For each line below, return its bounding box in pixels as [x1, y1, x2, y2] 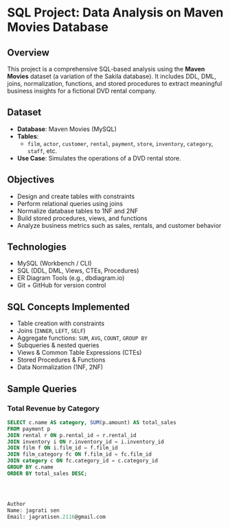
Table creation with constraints [16, 319, 105, 327]
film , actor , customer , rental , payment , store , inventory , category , [27, 139, 214, 148]
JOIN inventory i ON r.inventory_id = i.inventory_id [7, 438, 165, 445]
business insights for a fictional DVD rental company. [7, 87, 157, 95]
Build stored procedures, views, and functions [16, 214, 148, 222]
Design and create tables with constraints [16, 192, 135, 200]
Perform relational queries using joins [16, 199, 124, 207]
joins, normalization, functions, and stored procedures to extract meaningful [7, 80, 222, 87]
